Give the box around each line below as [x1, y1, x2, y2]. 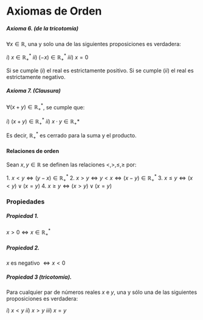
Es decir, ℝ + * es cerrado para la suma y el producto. [6, 131, 137, 140]
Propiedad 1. [6, 213, 39, 220]
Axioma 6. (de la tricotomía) [6, 24, 79, 32]
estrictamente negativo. [6, 73, 66, 80]
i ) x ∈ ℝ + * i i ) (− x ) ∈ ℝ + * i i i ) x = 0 [6, 53, 89, 62]
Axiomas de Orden [6, 4, 102, 18]
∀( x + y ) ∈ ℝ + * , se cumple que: [6, 102, 85, 112]
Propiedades [6, 197, 45, 206]
